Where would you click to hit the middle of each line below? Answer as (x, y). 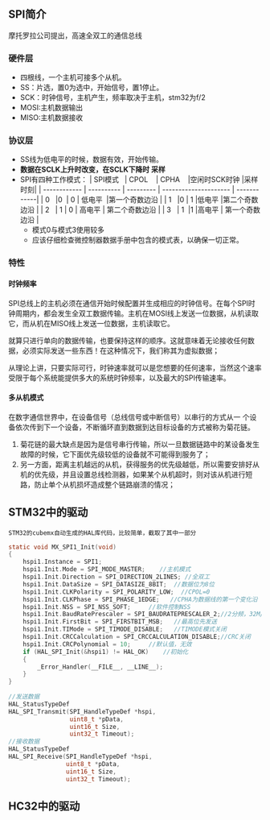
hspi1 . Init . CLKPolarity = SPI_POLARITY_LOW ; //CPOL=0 (117, 592)
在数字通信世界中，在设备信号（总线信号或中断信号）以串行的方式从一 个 (129, 416)
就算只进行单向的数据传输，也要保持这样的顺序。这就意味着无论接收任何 (128, 340)
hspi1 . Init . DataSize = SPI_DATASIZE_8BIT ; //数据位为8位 (119, 584)
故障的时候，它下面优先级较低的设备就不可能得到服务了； (115, 454)
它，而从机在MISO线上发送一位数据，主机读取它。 (92, 323)
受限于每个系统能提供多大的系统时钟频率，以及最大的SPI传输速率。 (119, 378)
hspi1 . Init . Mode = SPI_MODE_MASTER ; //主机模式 (107, 569)
